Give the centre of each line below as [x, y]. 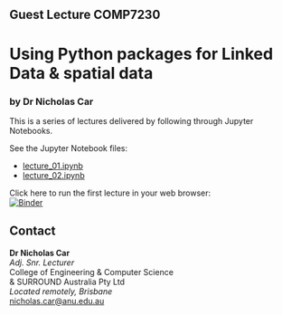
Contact [33, 231]
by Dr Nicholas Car [52, 101]
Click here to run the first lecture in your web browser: [110, 193]
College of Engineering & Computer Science [92, 272]
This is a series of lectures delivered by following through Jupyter [132, 120]
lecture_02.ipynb [53, 175]
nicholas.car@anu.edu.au [57, 301]
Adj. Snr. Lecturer [42, 262]
